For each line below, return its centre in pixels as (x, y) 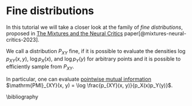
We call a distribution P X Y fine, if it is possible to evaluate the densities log (96, 52)
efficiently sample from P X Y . (40, 67)
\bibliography (22, 97)
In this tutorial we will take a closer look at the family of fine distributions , (95, 27)
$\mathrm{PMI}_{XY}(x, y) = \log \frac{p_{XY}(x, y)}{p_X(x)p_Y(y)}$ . (90, 85)
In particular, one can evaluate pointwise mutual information (79, 79)
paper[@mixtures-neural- (155, 33)
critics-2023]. (23, 39)
